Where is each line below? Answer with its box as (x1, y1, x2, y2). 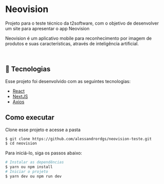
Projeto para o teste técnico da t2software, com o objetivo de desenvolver (5, 20, 159, 26)
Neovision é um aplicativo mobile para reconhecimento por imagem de (5, 35, 152, 41)
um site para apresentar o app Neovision (5, 25, 90, 31)
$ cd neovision (5, 141, 37, 146)
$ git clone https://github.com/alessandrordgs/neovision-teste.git (5, 136, 152, 141)
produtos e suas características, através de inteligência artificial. (5, 40, 139, 46)
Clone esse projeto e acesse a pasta (5, 127, 81, 133)
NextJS (12, 93, 28, 99)
